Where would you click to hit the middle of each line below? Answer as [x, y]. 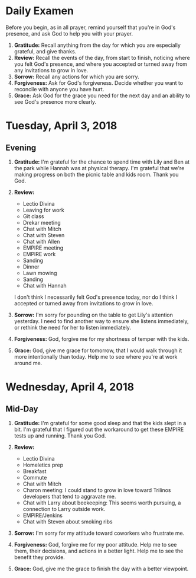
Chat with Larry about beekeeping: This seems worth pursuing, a [102, 503]
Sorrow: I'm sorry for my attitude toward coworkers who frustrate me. [99, 533]
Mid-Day [22, 409]
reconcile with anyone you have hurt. [59, 89]
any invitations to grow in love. [51, 70]
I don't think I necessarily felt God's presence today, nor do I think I [96, 297]
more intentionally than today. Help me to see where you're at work [96, 356]
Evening [21, 147]
